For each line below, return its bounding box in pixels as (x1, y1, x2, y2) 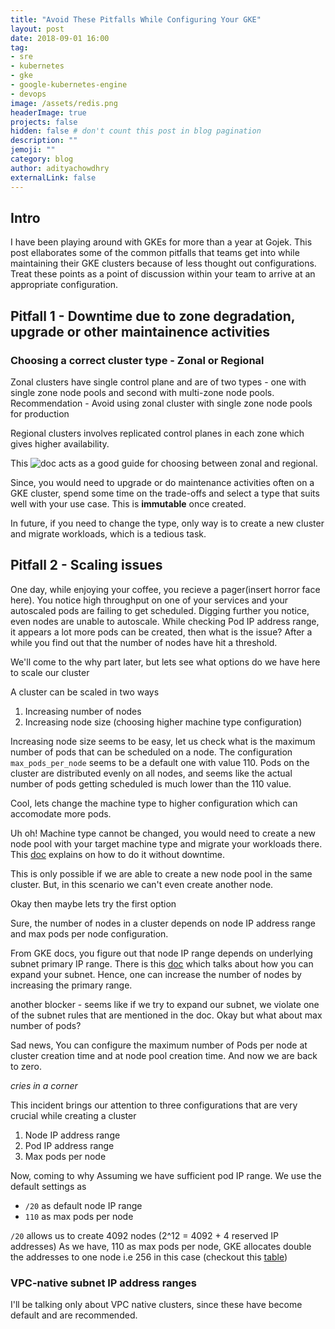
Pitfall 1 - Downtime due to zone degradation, (10, 307, 296, 325)
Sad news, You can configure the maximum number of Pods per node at (10, 1039, 308, 1051)
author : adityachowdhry (10, 163, 110, 173)
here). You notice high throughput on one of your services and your (10, 594, 288, 606)
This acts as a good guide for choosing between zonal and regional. (10, 457, 318, 469)
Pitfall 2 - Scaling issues (10, 557, 163, 574)
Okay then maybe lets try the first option (10, 897, 177, 910)
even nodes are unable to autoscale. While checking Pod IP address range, (10, 615, 320, 627)
